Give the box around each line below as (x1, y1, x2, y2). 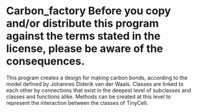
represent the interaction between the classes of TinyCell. (6, 99, 149, 106)
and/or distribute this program (6, 17, 159, 30)
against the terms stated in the (6, 30, 161, 43)
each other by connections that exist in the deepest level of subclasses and (6, 87, 192, 94)
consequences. (6, 55, 85, 68)
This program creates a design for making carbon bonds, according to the (6, 74, 188, 81)
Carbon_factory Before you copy (6, 4, 171, 18)
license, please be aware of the (6, 42, 164, 56)
